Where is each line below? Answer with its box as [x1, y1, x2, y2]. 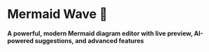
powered [7, 36, 34, 44]
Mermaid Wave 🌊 [7, 6, 108, 22]
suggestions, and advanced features [34, 36, 145, 44]
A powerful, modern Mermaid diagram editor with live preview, [7, 29, 193, 37]
